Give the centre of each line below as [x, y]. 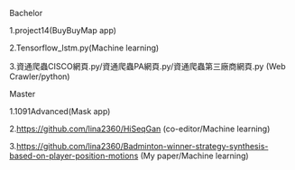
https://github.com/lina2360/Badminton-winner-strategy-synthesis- [143, 146]
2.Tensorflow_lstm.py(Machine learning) [84, 48]
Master [23, 94]
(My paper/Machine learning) [195, 156]
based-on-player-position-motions [74, 156]
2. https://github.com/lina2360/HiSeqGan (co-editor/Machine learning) [140, 129]
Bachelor [26, 13]
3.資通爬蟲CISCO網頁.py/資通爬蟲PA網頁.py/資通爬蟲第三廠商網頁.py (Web [147, 66]
